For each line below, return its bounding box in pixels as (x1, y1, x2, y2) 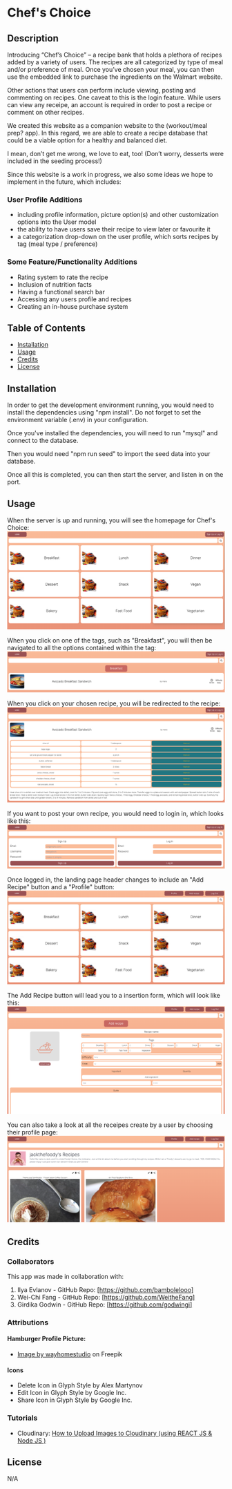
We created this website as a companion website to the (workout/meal (7, 122, 208, 129)
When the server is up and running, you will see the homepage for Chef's (7, 516, 216, 524)
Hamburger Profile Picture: (7, 1335, 86, 1343)
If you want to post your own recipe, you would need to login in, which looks (7, 809, 224, 817)
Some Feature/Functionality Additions (7, 257, 138, 267)
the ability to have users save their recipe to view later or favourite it (17, 225, 211, 234)
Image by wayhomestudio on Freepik (17, 1350, 123, 1358)
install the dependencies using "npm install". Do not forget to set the (7, 408, 202, 417)
